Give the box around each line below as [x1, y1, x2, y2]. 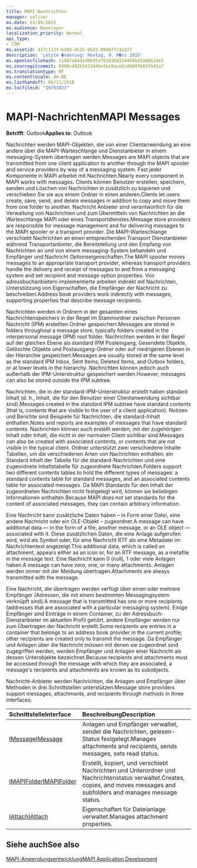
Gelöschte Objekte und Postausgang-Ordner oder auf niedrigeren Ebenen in [6, 345, 191, 352]
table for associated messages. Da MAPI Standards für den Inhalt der [6, 482, 174, 489]
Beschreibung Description [81, 710, 155, 718]
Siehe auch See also [6, 840, 80, 850]
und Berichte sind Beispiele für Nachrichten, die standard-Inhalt [6, 413, 160, 420]
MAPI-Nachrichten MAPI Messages [6, 110, 181, 124]
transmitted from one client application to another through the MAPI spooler [6, 160, 189, 167]
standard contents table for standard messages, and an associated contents [6, 475, 191, 482]
